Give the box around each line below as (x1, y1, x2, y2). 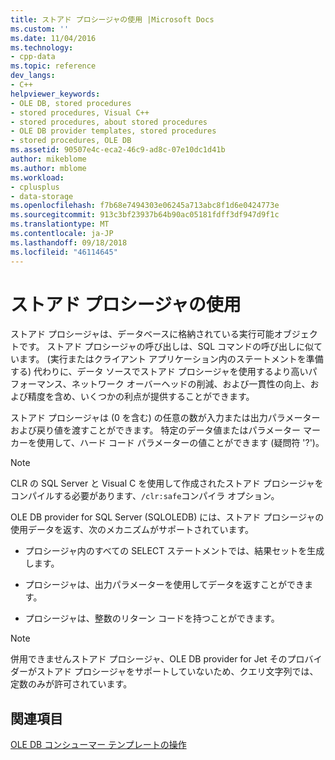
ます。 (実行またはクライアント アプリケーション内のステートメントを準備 (18, 353, 324, 365)
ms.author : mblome (10, 163, 87, 173)
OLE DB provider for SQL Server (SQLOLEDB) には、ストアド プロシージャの (10, 511, 325, 523)
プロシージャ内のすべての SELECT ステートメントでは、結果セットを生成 (24, 545, 325, 557)
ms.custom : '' (10, 24, 70, 34)
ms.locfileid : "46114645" (10, 247, 118, 257)
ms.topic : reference (10, 61, 97, 71)
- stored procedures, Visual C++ (10, 107, 150, 118)
